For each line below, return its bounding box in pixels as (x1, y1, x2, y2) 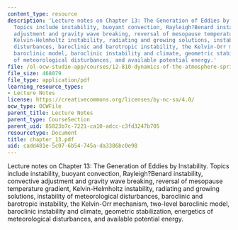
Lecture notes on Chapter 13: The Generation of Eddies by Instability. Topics (7, 162, 229, 170)
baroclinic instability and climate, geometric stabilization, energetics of (7, 207, 214, 216)
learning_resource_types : (7, 83, 84, 90)
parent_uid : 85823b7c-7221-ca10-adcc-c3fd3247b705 (7, 122, 160, 130)
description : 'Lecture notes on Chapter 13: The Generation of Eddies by (7, 17, 230, 24)
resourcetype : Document (7, 129, 78, 136)
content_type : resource (7, 10, 78, 18)
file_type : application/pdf (7, 76, 91, 84)
